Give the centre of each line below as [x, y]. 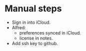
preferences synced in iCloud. [50, 33]
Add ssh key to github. [35, 43]
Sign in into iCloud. [31, 22]
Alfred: [19, 27]
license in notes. [36, 38]
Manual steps [33, 9]
